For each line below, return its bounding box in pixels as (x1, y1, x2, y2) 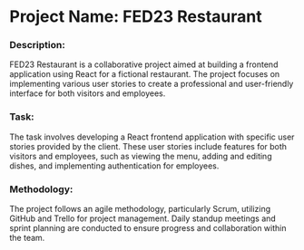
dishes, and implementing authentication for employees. (9, 160, 220, 171)
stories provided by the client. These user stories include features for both (9, 140, 288, 151)
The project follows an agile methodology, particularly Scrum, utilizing (9, 204, 271, 215)
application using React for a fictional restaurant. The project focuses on (9, 69, 280, 80)
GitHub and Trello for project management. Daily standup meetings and (9, 213, 277, 224)
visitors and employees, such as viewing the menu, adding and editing (9, 150, 272, 161)
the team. (9, 233, 45, 244)
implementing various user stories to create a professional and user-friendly (9, 79, 294, 90)
